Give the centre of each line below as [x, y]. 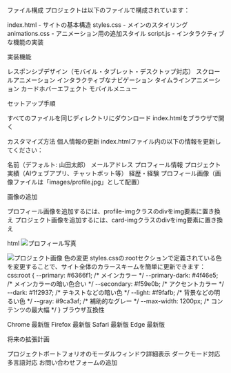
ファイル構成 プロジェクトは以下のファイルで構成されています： [99, 10]
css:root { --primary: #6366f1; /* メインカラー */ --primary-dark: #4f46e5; [113, 275]
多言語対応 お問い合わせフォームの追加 [62, 362]
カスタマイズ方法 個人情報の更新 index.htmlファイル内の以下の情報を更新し [114, 141]
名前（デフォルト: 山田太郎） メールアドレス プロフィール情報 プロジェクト [114, 165]
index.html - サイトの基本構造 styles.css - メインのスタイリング [98, 25]
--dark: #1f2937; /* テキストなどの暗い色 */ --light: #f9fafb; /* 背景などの [111, 293]
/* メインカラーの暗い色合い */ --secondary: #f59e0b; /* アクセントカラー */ [115, 284]
